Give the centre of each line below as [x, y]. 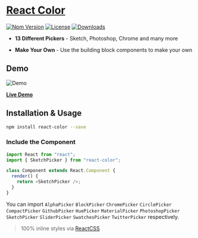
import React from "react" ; [41, 154]
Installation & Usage [44, 113]
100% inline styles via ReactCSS [60, 228]
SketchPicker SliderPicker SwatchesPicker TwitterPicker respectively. [93, 217]
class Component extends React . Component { [61, 171]
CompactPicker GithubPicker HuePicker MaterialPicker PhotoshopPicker [93, 211]
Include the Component [41, 142]
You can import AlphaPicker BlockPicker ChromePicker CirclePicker [89, 204]
